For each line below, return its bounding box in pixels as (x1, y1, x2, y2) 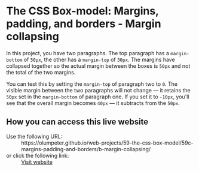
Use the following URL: (6, 133, 63, 140)
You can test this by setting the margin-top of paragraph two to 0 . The (6, 80, 178, 88)
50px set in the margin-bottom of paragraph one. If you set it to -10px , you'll (6, 93, 189, 100)
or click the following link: (6, 152, 69, 159)
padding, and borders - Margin (6, 17, 161, 31)
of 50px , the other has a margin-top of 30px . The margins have (23, 56, 175, 63)
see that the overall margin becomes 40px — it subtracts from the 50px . (6, 99, 180, 106)
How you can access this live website (6, 117, 149, 127)
